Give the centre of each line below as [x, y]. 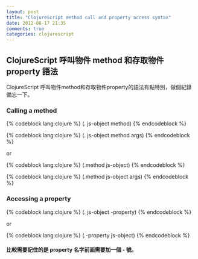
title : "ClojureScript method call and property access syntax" [89, 17]
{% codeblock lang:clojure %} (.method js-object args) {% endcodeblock [97, 177]
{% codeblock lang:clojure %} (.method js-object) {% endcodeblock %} [96, 165]
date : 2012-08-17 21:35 [36, 23]
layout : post [23, 12]
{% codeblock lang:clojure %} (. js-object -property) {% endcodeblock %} [99, 212]
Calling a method [32, 110]
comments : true [25, 29]
